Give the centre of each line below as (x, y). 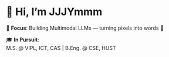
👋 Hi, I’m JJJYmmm (54, 12)
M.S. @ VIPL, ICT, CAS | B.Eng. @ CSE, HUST (61, 48)
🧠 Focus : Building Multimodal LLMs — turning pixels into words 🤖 (85, 28)
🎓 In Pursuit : (23, 40)
